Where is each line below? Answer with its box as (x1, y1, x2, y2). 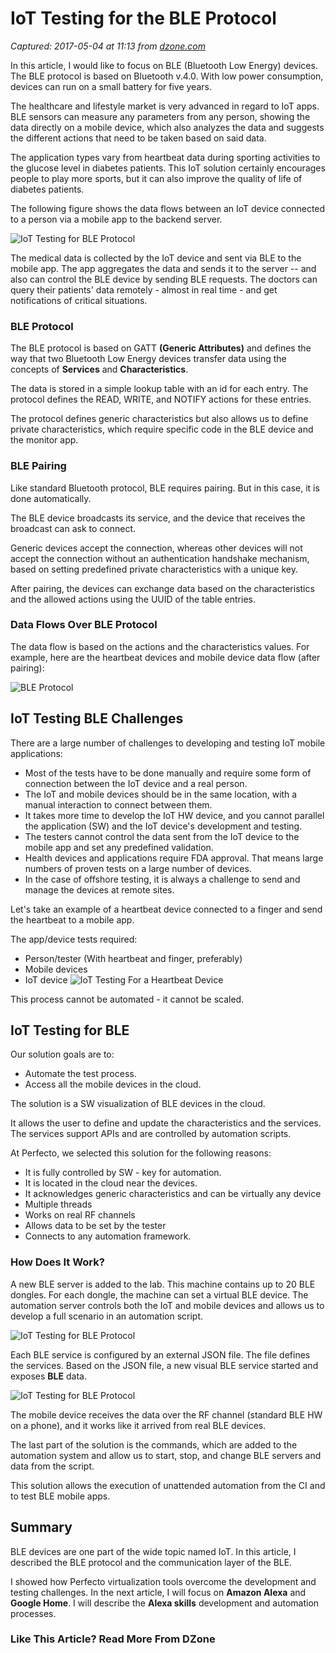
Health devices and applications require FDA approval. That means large (24, 852, 324, 864)
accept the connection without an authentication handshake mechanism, (10, 552, 310, 564)
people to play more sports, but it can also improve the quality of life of (10, 172, 303, 184)
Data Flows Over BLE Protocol (10, 618, 158, 632)
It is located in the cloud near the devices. (24, 1177, 198, 1189)
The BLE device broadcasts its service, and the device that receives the (10, 512, 306, 524)
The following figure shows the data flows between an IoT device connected (10, 202, 326, 214)
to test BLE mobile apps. (10, 1490, 111, 1502)
